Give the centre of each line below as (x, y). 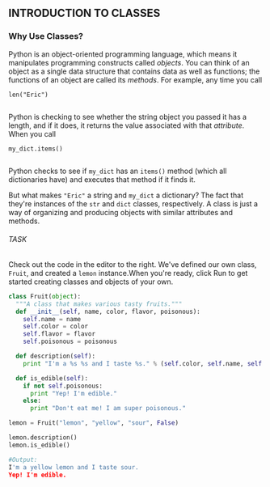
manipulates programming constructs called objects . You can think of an (129, 62)
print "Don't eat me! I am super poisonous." (108, 409)
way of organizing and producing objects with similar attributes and (120, 212)
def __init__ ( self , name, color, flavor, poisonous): (108, 311)
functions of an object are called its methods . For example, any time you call (135, 79)
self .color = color (56, 327)
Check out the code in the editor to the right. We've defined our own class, (133, 264)
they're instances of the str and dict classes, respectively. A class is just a (133, 203)
